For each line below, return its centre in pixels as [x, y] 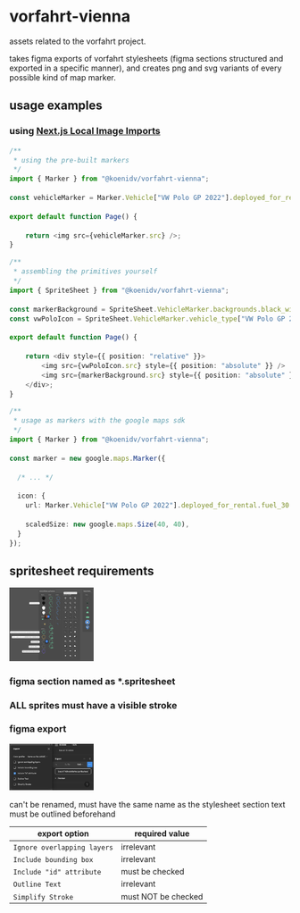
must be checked [152, 872]
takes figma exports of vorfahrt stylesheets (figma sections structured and [146, 58]
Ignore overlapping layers [63, 847]
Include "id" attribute [57, 873]
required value [162, 833]
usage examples [56, 106]
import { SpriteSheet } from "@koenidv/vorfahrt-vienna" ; [119, 290]
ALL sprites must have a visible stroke [93, 705]
